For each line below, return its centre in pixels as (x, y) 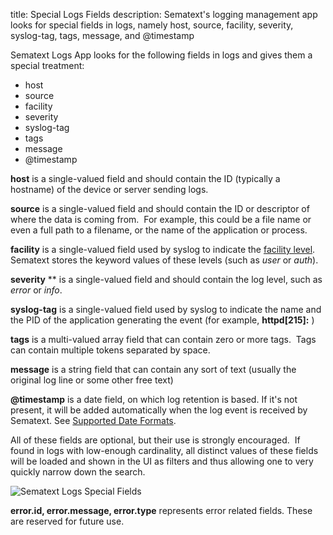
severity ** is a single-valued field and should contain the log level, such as (166, 279)
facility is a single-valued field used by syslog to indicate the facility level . (163, 249)
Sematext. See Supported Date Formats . (93, 420)
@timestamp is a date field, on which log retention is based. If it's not (154, 399)
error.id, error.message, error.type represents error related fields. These (161, 510)
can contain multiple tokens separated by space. (110, 350)
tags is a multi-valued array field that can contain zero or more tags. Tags (163, 339)
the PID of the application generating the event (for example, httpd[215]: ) (162, 320)
